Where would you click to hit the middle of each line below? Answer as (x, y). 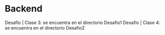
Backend (24, 9)
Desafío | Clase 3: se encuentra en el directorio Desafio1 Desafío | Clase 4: (82, 22)
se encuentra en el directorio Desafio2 (45, 27)
